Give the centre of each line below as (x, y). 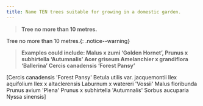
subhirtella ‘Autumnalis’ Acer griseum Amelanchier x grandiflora (105, 59)
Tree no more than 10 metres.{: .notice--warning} (68, 41)
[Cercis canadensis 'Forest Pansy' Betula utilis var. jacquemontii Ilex (92, 77)
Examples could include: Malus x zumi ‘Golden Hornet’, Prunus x (105, 53)
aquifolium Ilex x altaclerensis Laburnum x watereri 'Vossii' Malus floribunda (102, 84)
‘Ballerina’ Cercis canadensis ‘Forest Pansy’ (78, 65)
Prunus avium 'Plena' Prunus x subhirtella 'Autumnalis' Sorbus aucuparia (98, 90)
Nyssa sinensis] (26, 96)
